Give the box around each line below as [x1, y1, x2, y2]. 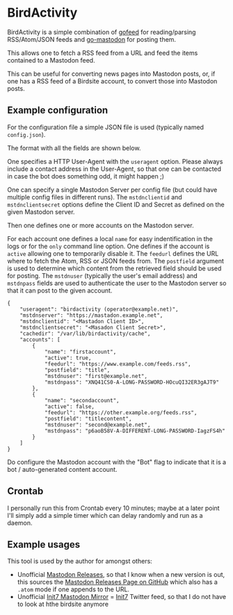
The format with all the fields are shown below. [7, 144, 141, 152]
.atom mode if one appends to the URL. [17, 585, 130, 593]
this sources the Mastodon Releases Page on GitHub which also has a [17, 578, 218, 587]
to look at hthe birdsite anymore [17, 600, 109, 609]
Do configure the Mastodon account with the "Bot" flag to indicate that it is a [7, 457, 227, 466]
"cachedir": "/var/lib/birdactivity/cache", [19, 330, 151, 337]
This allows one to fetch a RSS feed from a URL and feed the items [7, 49, 198, 57]
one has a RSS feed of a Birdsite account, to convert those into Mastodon [7, 76, 218, 85]
